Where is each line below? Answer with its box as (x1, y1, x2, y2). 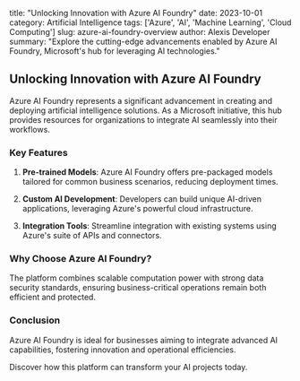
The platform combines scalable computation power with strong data (9, 273, 264, 283)
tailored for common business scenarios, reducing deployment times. (21, 177, 279, 187)
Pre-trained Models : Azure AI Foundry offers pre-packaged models (21, 167, 273, 178)
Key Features (9, 146, 69, 159)
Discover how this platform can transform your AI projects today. (9, 361, 248, 372)
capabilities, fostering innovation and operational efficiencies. (9, 344, 236, 355)
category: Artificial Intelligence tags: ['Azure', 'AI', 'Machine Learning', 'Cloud (9, 17, 292, 28)
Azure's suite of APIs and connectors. (21, 230, 163, 241)
